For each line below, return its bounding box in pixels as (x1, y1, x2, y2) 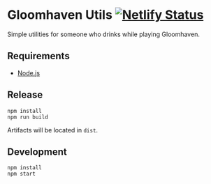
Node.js (17, 68, 41, 77)
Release (7, 89, 43, 101)
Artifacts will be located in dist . (7, 125, 99, 134)
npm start (7, 171, 36, 178)
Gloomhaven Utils (7, 7, 113, 23)
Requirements (7, 50, 70, 62)
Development (7, 146, 68, 158)
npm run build (7, 114, 49, 121)
